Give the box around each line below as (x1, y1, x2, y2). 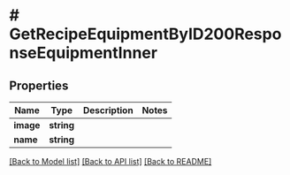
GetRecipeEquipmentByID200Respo (9, 24, 282, 44)
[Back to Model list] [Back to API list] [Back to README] (9, 156, 212, 166)
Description (82, 104, 134, 116)
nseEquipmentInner (9, 43, 157, 63)
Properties (9, 78, 69, 93)
